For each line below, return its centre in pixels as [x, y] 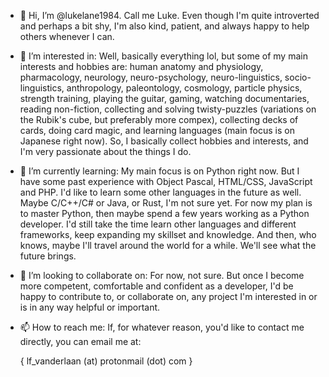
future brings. [48, 256]
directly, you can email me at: [80, 341]
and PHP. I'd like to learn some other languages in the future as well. [160, 192]
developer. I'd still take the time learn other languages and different [158, 224]
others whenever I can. [67, 36]
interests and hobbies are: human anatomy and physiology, [141, 66]
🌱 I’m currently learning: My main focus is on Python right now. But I [159, 171]
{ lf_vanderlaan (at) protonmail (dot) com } [106, 361]
